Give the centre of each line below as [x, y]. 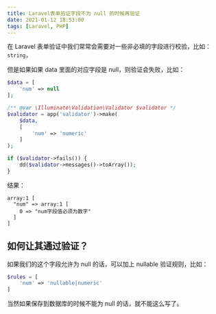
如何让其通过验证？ [48, 246]
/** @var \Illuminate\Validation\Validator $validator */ [92, 108]
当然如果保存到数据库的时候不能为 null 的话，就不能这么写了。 [95, 304]
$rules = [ [23, 277]
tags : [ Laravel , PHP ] [38, 26]
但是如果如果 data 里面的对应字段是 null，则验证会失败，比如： [96, 70]
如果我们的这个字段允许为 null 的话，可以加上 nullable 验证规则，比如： [108, 264]
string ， [20, 55]
